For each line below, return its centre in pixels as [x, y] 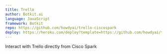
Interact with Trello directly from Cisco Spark [51, 46]
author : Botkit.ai [24, 14]
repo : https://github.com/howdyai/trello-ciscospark [61, 28]
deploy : [13, 32]
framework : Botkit [24, 23]
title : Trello [20, 10]
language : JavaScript [28, 19]
